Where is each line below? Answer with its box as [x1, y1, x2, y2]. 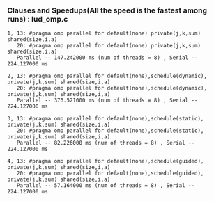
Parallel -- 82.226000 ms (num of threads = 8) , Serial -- [16, 140, 195, 147]
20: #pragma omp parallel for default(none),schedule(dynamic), [16, 85, 208, 92]
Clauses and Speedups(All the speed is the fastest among [7, 6, 208, 15]
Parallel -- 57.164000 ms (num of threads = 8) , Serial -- [16, 182, 195, 189]
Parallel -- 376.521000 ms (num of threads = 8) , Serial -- [16, 97, 198, 104]
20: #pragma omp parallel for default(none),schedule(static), [16, 127, 204, 134]
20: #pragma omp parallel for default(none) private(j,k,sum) [16, 42, 201, 49]
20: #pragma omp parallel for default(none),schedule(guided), [16, 170, 204, 177]
